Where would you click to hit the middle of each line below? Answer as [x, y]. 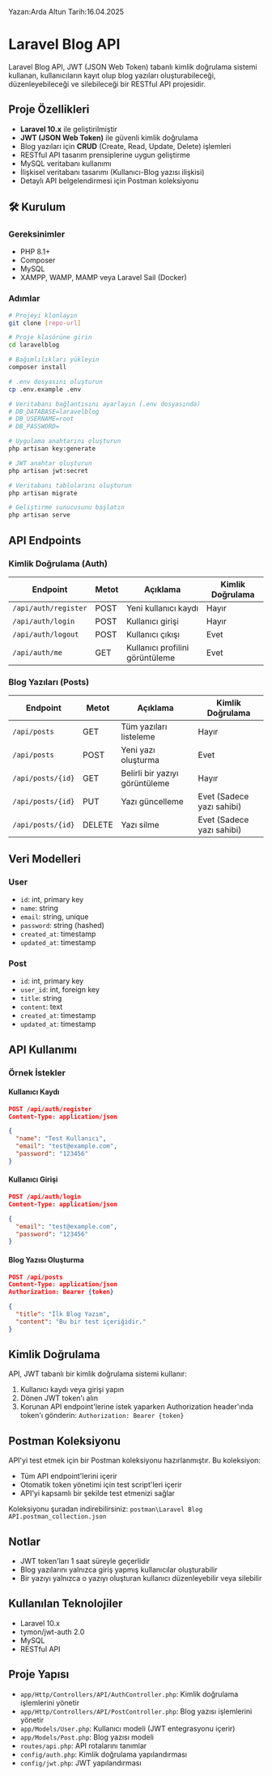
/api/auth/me [38, 652]
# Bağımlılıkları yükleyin [54, 360]
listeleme [138, 737]
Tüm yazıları [144, 726]
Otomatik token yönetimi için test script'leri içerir [101, 1484]
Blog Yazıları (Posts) [49, 682]
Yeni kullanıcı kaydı [163, 608]
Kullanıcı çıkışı [153, 634]
